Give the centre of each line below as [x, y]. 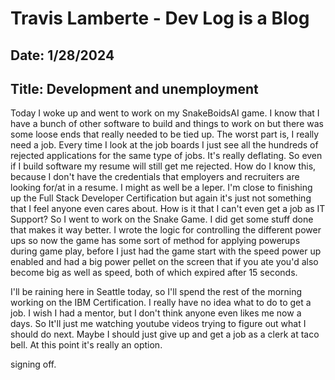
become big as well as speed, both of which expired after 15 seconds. [154, 273]
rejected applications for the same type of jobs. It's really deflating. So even [166, 156]
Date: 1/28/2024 [62, 55]
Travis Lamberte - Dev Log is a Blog [160, 18]
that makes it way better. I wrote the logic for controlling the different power [166, 230]
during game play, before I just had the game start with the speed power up [166, 251]
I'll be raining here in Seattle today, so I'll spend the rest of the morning [156, 292]
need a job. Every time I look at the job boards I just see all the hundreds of [164, 145]
